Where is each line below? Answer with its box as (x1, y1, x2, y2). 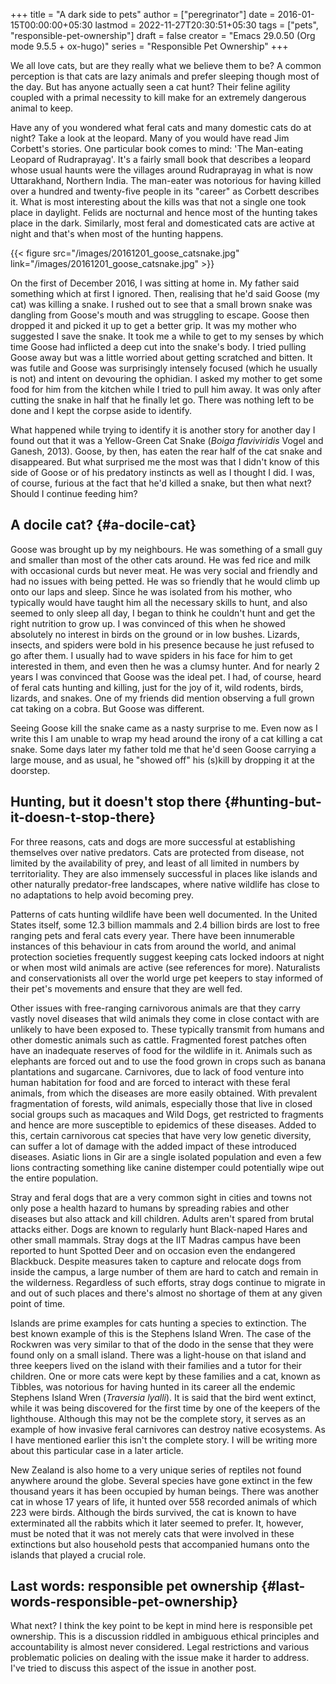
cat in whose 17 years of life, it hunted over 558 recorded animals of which (10, 1495, 318, 1508)
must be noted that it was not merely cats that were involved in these (10, 1527, 295, 1539)
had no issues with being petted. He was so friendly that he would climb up (10, 575, 321, 587)
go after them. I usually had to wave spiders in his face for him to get (10, 649, 293, 661)
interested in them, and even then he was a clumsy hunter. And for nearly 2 (10, 660, 320, 672)
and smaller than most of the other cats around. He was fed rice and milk (10, 554, 311, 566)
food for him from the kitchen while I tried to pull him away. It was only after (10, 384, 322, 395)
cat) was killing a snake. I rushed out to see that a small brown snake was (10, 299, 313, 310)
